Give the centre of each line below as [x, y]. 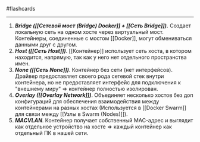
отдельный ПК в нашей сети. [51, 133]
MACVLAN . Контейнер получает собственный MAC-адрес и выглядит [104, 120]
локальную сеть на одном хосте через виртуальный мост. [89, 32]
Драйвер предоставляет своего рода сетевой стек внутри [89, 76]
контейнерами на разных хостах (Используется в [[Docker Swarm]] [100, 108]
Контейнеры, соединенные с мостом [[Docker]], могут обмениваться [103, 38]
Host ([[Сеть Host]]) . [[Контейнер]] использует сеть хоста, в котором [103, 51]
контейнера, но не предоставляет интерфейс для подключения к [98, 82]
